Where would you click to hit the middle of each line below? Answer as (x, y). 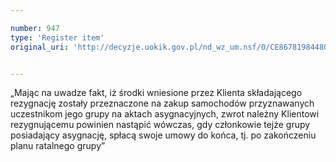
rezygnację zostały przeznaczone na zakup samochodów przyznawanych (162, 103)
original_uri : (40, 47)
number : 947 (35, 28)
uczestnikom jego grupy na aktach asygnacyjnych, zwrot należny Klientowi (165, 114)
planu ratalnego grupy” (58, 146)
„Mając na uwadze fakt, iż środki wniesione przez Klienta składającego (156, 93)
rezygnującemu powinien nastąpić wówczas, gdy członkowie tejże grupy (160, 125)
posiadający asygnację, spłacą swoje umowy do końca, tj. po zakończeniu (163, 135)
